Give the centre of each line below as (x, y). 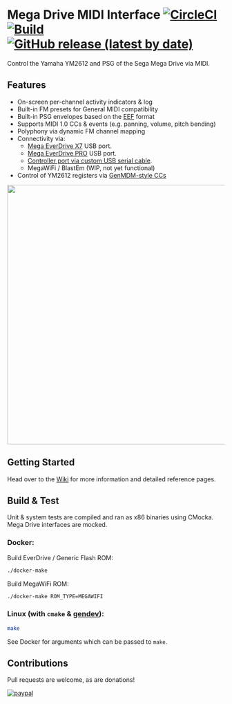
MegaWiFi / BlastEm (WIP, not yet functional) (91, 168)
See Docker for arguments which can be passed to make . (87, 641)
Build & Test (33, 500)
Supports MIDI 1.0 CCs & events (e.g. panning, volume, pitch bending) (116, 124)
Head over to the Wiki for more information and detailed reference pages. (112, 479)
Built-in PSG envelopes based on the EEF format (86, 116)
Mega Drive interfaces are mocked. (57, 525)
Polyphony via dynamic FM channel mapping (81, 131)
